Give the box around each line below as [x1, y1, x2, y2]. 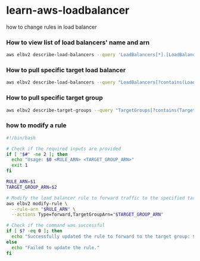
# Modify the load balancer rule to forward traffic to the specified [6, 195, 185, 201]
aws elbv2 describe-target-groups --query [6, 107, 113, 113]
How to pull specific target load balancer [6, 66, 126, 75]
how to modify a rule [6, 121, 67, 130]
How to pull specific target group [6, 94, 103, 102]
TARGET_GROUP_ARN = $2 [6, 184, 58, 190]
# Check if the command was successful [6, 222, 105, 229]
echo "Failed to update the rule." [11, 244, 100, 251]
